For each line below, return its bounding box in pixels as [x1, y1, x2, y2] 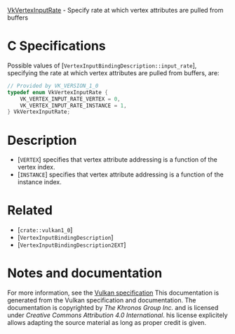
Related [7, 203, 53, 219]
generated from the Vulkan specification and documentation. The [7, 296, 196, 304]
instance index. [17, 178, 62, 186]
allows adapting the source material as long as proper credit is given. [7, 319, 207, 327]
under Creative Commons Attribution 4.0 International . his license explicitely [7, 311, 228, 319]
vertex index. [17, 163, 55, 172]
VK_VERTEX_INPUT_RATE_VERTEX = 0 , [20, 95, 121, 103]
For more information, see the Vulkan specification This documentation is [7, 288, 220, 297]
